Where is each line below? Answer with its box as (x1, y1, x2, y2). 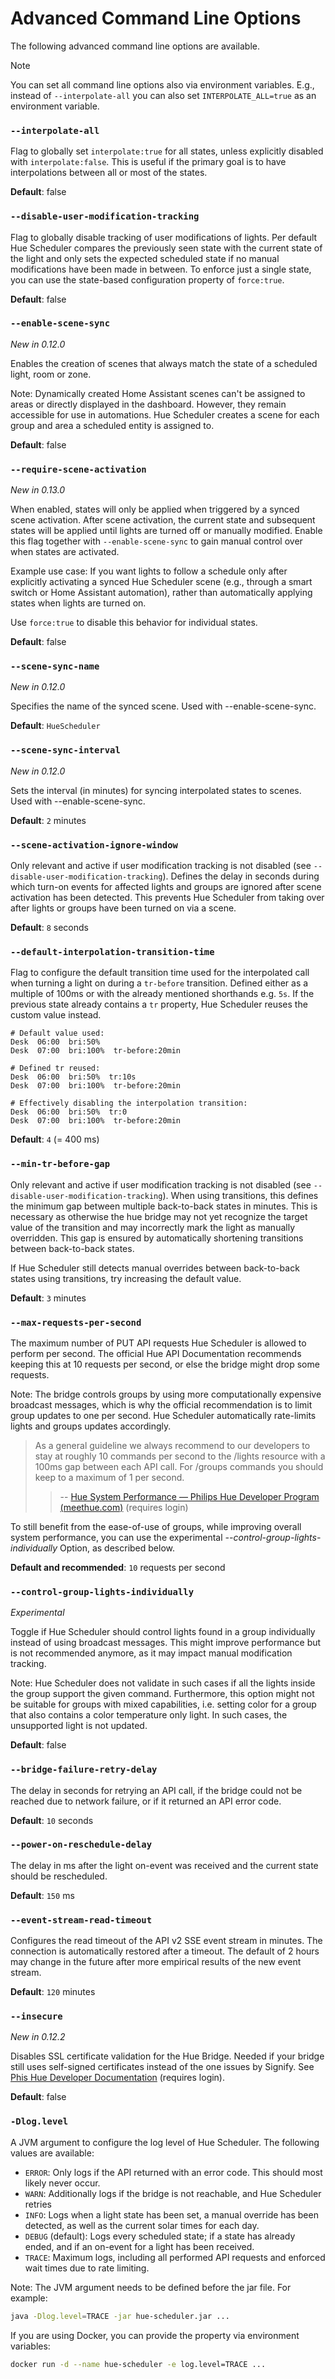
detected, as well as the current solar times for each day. (24, 2219, 260, 2231)
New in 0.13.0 (10, 484, 66, 496)
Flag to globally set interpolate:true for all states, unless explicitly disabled (10, 145, 324, 157)
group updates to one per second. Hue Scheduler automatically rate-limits (10, 1409, 317, 1421)
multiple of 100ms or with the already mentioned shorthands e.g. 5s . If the (10, 988, 315, 1000)
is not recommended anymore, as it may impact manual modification (10, 1647, 293, 1659)
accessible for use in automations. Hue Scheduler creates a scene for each (10, 408, 320, 421)
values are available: (10, 2147, 95, 2159)
